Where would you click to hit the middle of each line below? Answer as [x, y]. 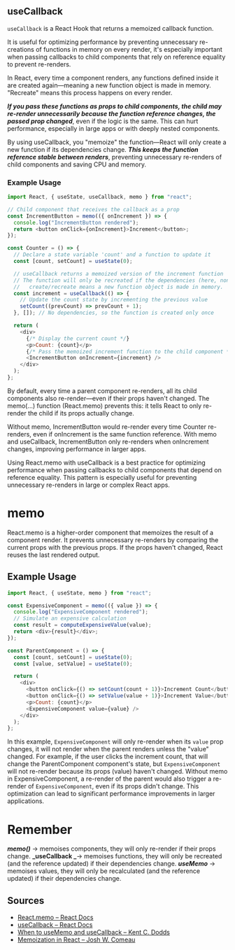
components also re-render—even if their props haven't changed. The [108, 398]
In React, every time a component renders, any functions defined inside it [113, 78]
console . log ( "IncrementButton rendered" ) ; [76, 222]
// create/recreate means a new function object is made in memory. [119, 287]
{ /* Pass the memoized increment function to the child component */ [129, 352]
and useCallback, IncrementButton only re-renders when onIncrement [108, 441]
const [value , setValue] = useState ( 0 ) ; [73, 664]
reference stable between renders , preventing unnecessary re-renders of [115, 157]
